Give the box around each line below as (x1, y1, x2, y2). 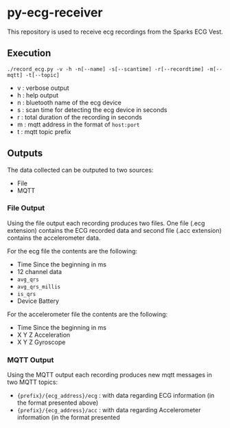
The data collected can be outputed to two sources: (7, 166, 154, 174)
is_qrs (16, 291, 36, 297)
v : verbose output (16, 84, 69, 92)
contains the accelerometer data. (7, 234, 101, 242)
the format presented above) (16, 398, 99, 407)
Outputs (7, 148, 43, 159)
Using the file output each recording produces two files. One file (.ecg (7, 218, 205, 227)
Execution (7, 47, 51, 59)
